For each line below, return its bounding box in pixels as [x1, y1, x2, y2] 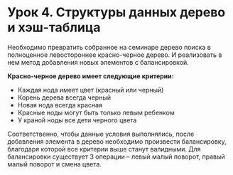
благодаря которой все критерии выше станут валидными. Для [7, 144, 201, 153]
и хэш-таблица [7, 19, 101, 36]
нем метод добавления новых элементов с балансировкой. [7, 58, 190, 66]
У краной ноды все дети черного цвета [17, 115, 137, 124]
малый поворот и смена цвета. [7, 159, 102, 168]
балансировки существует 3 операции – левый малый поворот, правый [7, 152, 225, 161]
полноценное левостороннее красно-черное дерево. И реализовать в [7, 51, 222, 59]
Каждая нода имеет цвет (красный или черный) [17, 85, 164, 94]
